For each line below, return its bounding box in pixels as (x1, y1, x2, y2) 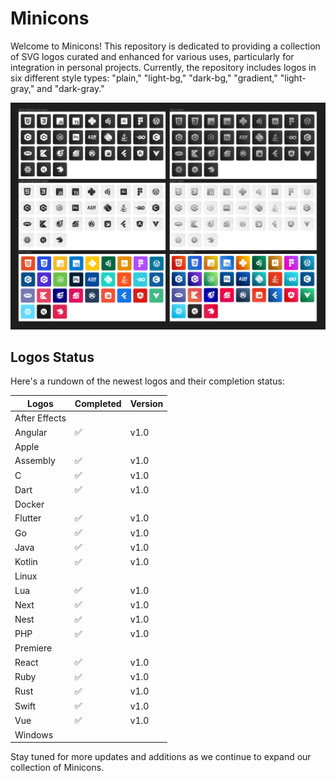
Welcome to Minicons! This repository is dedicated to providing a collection (10, 40, 321, 52)
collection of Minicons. (10, 762, 105, 774)
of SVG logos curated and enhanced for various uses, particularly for (10, 50, 295, 62)
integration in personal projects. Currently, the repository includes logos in (10, 61, 317, 73)
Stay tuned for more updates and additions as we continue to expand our (10, 751, 312, 763)
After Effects (14, 412, 67, 424)
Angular (14, 426, 48, 438)
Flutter (14, 512, 42, 524)
